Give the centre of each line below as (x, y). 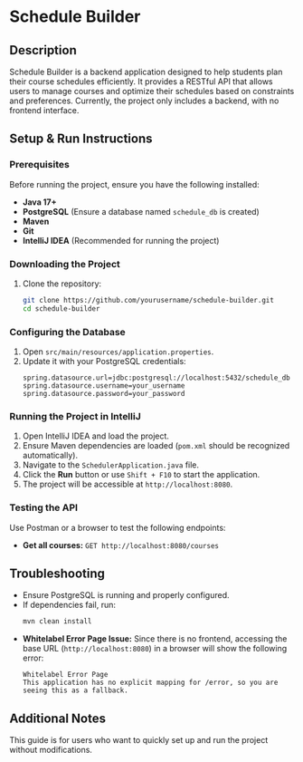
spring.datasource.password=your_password (104, 394)
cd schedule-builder (61, 309)
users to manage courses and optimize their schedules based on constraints (152, 91)
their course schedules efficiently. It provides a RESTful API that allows (141, 82)
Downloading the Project (65, 264)
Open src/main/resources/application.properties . (118, 352)
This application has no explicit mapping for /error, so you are (150, 683)
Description (43, 50)
